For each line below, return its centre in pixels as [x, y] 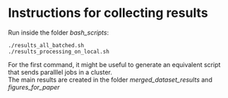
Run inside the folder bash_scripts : [58, 32]
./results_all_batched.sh [46, 45]
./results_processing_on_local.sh [59, 51]
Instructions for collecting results [108, 13]
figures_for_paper [34, 87]
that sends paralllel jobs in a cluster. [60, 72]
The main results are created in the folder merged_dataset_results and [110, 80]
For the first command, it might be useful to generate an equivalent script [114, 64]
